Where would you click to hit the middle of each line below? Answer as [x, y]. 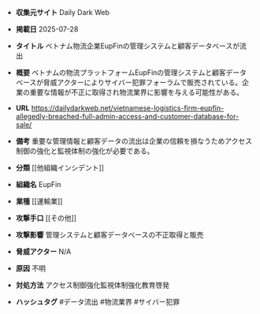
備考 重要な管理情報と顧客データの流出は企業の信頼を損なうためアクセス [134, 141]
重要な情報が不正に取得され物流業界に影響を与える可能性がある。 [137, 92]
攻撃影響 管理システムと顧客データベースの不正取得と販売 [110, 235]
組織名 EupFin [38, 184]
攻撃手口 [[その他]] [46, 218]
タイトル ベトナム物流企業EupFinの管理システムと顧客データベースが [128, 46]
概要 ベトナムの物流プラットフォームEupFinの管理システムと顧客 [121, 73]
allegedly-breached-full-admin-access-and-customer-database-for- [127, 116]
